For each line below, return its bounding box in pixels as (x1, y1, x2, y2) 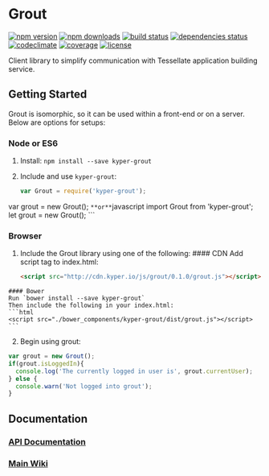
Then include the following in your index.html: (8, 301, 174, 310)
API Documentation (8, 436, 87, 447)
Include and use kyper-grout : (19, 172, 117, 181)
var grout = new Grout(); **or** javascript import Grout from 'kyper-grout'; (8, 201, 254, 211)
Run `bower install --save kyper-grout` (8, 295, 146, 303)
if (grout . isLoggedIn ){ (8, 359, 84, 367)
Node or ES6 (8, 138, 59, 149)
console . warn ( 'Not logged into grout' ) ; (15, 382, 153, 391)
